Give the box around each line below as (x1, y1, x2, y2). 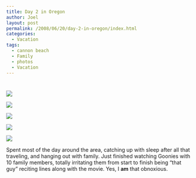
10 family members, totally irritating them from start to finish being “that (6, 159, 182, 166)
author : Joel (6, 14, 39, 20)
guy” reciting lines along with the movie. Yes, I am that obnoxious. (6, 165, 168, 172)
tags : (6, 42, 20, 48)
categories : (6, 31, 36, 37)
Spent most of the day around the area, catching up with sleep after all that (6, 146, 191, 153)
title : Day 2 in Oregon (6, 8, 66, 15)
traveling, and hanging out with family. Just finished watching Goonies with (6, 152, 191, 159)
